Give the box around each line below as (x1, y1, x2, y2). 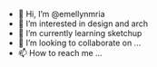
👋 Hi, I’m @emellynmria (17, 9, 106, 19)
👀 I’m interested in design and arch (17, 18, 148, 29)
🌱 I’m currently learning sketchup (17, 28, 142, 38)
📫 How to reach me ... (17, 48, 103, 58)
